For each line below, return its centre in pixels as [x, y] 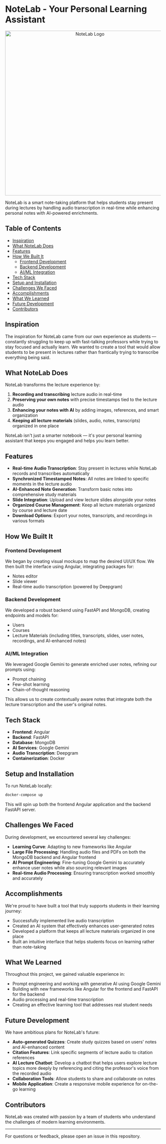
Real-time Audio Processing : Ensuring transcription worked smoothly [83, 873]
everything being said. [28, 357]
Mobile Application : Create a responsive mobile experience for [77, 1084]
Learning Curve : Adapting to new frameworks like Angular [72, 847]
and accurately [27, 878]
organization [25, 415]
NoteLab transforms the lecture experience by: [53, 385]
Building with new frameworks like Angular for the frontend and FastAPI [85, 989]
